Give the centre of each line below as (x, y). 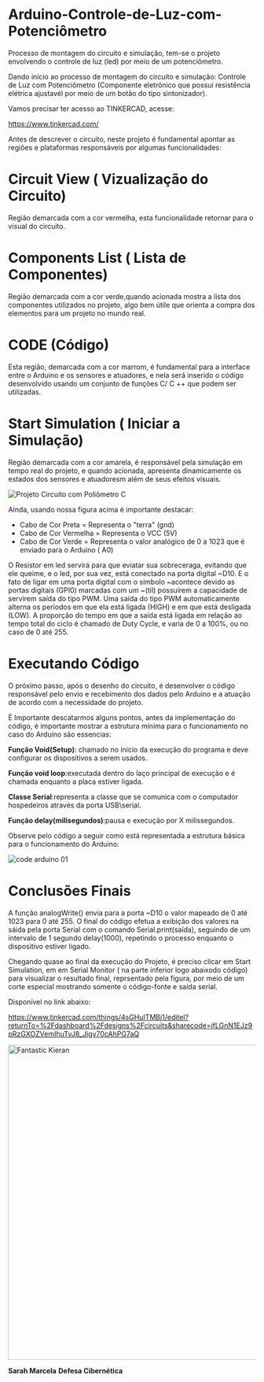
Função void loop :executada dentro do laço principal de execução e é (122, 773)
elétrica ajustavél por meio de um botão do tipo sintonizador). (108, 93)
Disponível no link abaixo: (49, 1002)
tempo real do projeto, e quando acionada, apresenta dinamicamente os (125, 471)
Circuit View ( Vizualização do (108, 179)
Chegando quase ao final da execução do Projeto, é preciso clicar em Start (130, 961)
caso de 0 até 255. (38, 632)
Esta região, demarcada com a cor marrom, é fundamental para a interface (129, 367)
